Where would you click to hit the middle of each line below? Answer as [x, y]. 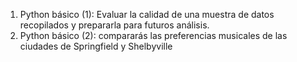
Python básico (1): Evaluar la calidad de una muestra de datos [147, 14]
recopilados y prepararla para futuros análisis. [114, 25]
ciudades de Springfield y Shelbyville [96, 46]
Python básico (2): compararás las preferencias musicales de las [153, 35]
